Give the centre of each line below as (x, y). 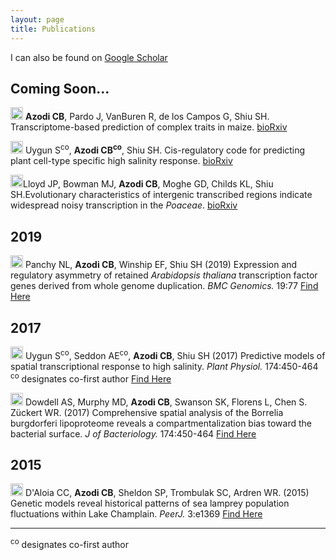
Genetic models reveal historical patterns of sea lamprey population (150, 503)
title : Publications (53, 29)
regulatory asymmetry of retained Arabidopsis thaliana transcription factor (164, 275)
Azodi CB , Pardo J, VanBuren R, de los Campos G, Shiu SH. (147, 117)
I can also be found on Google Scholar (89, 57)
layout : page (37, 19)
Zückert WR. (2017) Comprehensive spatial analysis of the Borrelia (147, 412)
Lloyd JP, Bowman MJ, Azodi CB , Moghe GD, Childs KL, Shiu (148, 184)
